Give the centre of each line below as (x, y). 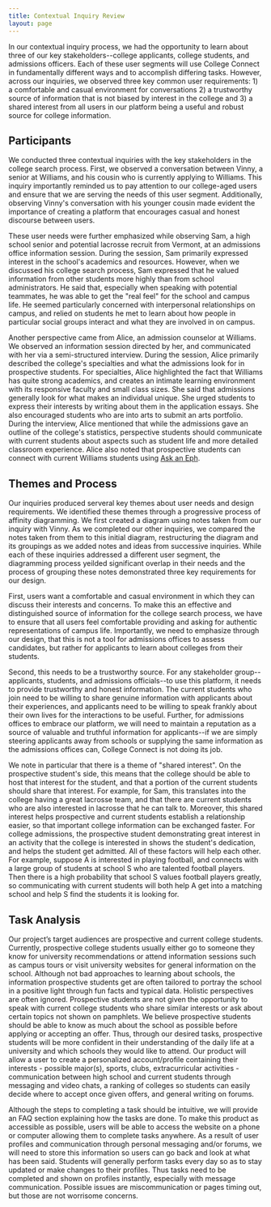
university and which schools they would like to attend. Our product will (127, 1051)
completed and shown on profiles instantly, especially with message (122, 1178)
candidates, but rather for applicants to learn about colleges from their (126, 648)
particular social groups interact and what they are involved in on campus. (132, 322)
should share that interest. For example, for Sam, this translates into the (127, 791)
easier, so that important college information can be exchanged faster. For (132, 826)
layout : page (30, 23)
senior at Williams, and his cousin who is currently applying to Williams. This (135, 177)
